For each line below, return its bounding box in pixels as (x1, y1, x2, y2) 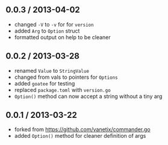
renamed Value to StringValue (14, 67, 90, 74)
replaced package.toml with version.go (14, 86, 111, 93)
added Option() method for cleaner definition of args (14, 132, 146, 140)
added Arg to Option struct (14, 27, 80, 34)
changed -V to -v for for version (14, 20, 94, 28)
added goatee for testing (14, 79, 75, 87)
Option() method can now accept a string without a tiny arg (14, 93, 163, 100)
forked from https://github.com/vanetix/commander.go (14, 126, 151, 133)
